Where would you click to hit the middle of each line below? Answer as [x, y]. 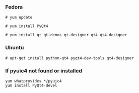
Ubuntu [15, 48]
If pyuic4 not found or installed [44, 70]
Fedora [14, 7]
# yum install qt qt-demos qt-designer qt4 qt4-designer [66, 35]
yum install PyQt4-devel [31, 85]
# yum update [19, 18]
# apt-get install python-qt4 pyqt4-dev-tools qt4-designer [70, 58]
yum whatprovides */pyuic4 [33, 81]
